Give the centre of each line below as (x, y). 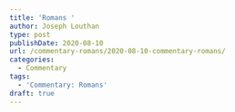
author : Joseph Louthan (55, 26)
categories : (32, 60)
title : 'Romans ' (42, 18)
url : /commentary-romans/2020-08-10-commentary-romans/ (117, 51)
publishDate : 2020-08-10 (56, 43)
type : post (30, 34)
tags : (20, 77)
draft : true (32, 93)
